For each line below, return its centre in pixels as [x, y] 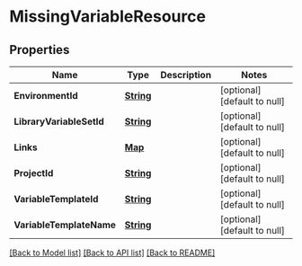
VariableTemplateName [65, 225]
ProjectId [34, 173]
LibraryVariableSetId [59, 121]
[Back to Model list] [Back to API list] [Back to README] [112, 253]
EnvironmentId [46, 96]
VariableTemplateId [56, 199]
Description [186, 75]
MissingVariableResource [108, 17]
